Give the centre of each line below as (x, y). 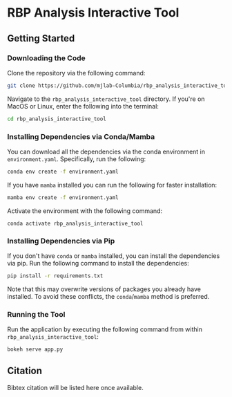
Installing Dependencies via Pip (61, 241)
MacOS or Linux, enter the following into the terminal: (83, 106)
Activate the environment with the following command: (85, 211)
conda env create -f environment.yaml (63, 172)
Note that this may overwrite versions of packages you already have (104, 289)
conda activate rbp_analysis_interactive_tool (75, 223)
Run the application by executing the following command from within (105, 329)
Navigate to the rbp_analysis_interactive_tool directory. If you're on (106, 99)
